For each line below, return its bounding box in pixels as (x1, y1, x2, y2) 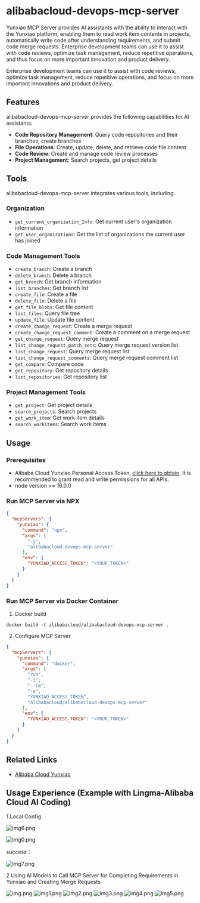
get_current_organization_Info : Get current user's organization (14, 218, 172, 225)
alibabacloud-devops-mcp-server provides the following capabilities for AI (6, 113, 189, 120)
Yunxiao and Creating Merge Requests (6, 879, 101, 886)
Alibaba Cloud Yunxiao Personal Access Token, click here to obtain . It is (14, 470, 192, 477)
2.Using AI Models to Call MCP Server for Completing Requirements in (6, 872, 179, 879)
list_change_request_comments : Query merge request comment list (14, 354, 179, 362)
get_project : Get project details (14, 402, 93, 409)
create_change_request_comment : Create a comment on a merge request (14, 329, 190, 336)
